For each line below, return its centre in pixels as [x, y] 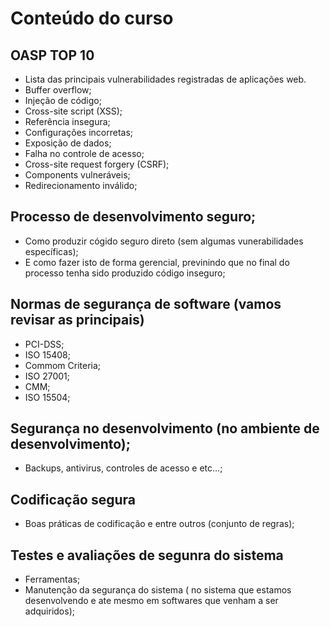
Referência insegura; [67, 121]
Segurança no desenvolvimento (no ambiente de [165, 428]
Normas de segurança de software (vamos [146, 304]
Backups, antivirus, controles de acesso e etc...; [123, 468]
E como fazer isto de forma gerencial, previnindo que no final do [157, 262]
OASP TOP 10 [52, 55]
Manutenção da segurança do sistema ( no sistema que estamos [158, 590]
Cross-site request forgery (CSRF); [97, 164]
